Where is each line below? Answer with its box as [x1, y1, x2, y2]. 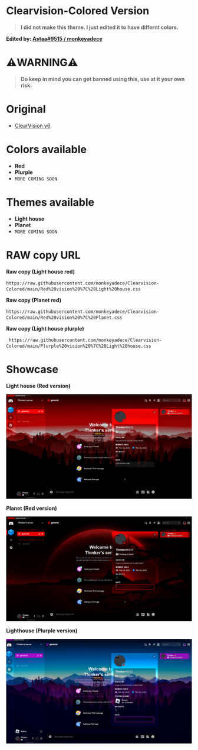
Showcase [6, 363, 59, 376]
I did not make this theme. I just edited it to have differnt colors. [20, 24, 179, 31]
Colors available [6, 143, 87, 156]
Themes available [6, 195, 95, 209]
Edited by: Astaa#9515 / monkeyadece [6, 35, 103, 42]
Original [6, 102, 46, 116]
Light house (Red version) [6, 382, 71, 389]
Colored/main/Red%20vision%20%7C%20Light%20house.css [6, 286, 141, 292]
